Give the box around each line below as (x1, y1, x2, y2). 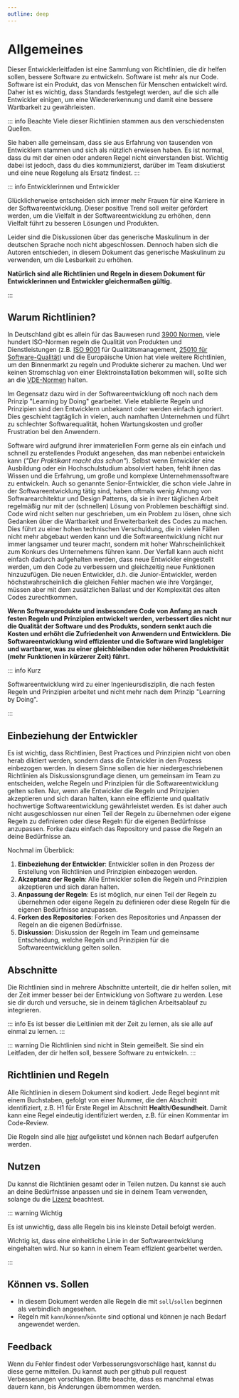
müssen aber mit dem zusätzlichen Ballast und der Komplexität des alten (7, 585, 221, 594)
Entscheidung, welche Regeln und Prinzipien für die (17, 936, 169, 945)
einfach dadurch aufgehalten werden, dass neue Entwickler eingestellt (7, 555, 214, 564)
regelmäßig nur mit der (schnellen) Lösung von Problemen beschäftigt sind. (7, 502, 229, 511)
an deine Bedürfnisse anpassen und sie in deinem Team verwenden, (7, 1187, 208, 1196)
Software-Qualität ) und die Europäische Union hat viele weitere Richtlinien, (7, 353, 226, 361)
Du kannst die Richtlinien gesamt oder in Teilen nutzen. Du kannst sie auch (7, 1180, 226, 1188)
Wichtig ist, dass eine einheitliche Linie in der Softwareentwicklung (7, 1236, 204, 1244)
